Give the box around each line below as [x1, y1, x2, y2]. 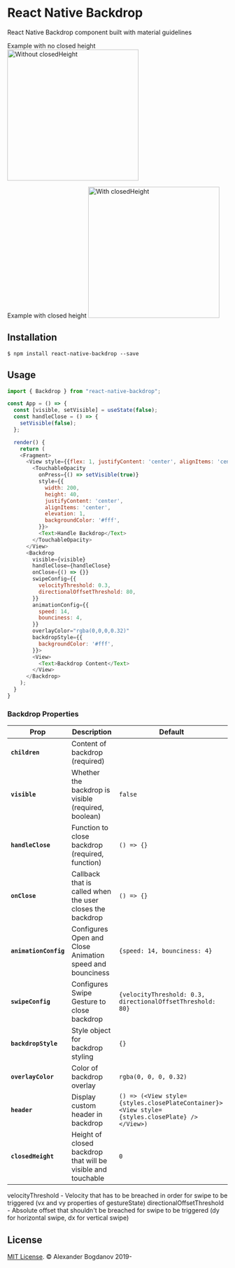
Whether [71, 768, 100, 778]
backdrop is [71, 785, 111, 795]
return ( [20, 446, 45, 453]
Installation [7, 332, 57, 343]
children [10, 748, 40, 757]
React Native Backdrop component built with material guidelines [7, 28, 192, 36]
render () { [13, 439, 45, 446]
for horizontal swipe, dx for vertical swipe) [7, 1213, 129, 1222]
